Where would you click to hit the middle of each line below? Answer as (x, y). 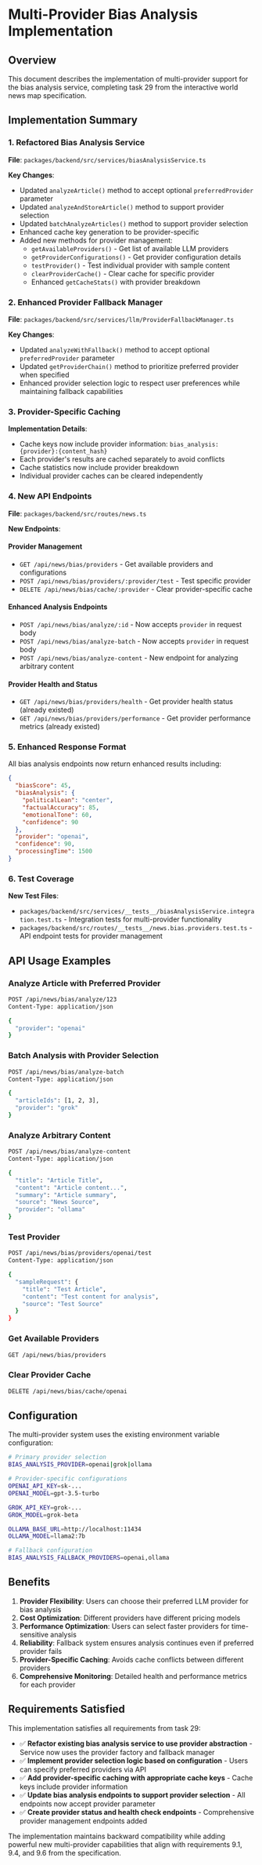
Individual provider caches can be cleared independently (111, 476)
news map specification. (48, 95)
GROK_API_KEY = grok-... (45, 1507)
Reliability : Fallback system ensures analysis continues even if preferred (136, 1643)
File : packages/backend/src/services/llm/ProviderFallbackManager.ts (121, 319)
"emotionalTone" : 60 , (57, 815)
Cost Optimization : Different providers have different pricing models (130, 1618)
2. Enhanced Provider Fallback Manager (85, 302)
